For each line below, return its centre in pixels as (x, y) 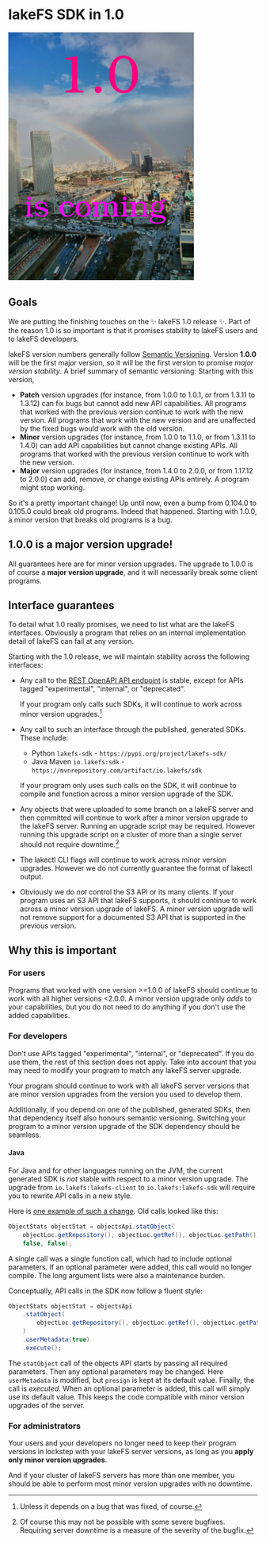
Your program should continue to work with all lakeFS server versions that (129, 1085)
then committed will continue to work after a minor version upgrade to (133, 817)
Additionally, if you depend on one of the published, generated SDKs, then (129, 1109)
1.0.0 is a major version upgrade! (91, 545)
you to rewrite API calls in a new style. (70, 1196)
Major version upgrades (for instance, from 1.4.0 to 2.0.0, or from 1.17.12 (136, 470)
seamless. (25, 1135)
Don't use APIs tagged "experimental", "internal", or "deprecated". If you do (131, 1053)
